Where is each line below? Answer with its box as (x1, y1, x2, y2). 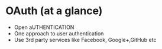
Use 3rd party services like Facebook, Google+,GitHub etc (14, 36, 157, 43)
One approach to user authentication (14, 30, 104, 37)
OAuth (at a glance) (5, 4, 103, 18)
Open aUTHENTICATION (14, 24, 74, 31)
